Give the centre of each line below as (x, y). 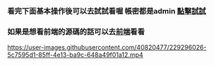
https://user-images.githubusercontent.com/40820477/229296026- (107, 48)
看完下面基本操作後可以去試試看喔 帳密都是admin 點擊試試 (107, 11)
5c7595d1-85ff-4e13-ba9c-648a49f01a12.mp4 (75, 55)
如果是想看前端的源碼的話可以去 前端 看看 (76, 32)
